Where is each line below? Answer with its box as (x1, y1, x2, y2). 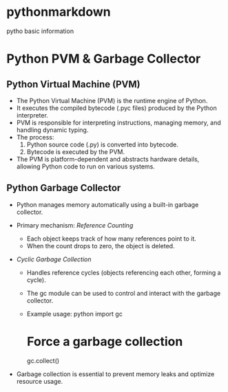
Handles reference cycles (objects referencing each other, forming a (26, 268, 221, 276)
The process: (16, 133, 54, 141)
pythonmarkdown (6, 4, 111, 20)
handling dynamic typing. (16, 125, 89, 134)
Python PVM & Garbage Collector (6, 51, 201, 67)
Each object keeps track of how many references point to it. (26, 235, 197, 243)
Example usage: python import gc (26, 309, 123, 318)
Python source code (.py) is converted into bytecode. (26, 140, 178, 149)
